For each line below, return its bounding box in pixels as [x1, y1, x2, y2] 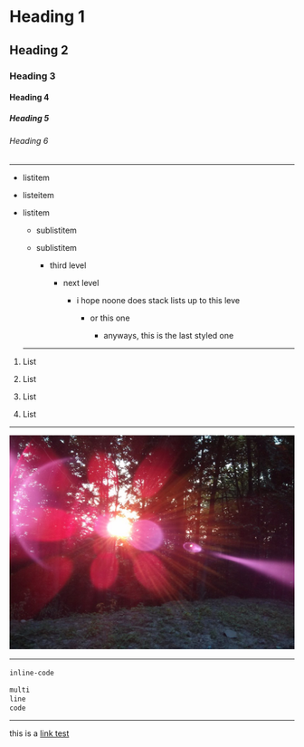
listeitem [22, 189, 54, 200]
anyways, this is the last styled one [103, 330, 234, 340]
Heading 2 [9, 43, 70, 58]
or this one [90, 312, 130, 323]
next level [62, 277, 100, 288]
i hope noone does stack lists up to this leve [76, 294, 241, 305]
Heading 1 [9, 6, 86, 27]
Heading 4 [9, 92, 50, 103]
